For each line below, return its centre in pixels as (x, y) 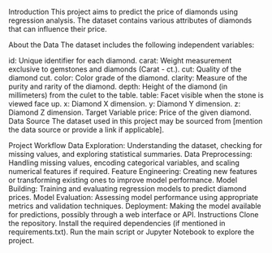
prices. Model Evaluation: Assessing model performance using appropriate (133, 197)
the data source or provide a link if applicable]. (86, 130)
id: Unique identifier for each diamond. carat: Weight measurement (120, 61)
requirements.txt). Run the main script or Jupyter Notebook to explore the (132, 232)
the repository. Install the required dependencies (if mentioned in (117, 223)
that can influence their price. (58, 29)
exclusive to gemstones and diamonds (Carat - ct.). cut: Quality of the (125, 69)
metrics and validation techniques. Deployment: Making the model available (135, 206)
